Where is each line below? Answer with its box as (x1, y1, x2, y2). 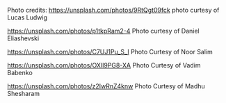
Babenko (7, 69, 33, 77)
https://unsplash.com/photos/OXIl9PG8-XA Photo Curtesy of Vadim (7, 61, 201, 69)
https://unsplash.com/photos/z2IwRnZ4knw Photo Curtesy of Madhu (7, 82, 205, 90)
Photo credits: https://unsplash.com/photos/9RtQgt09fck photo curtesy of (7, 6, 220, 14)
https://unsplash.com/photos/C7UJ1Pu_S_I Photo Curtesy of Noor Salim (7, 48, 213, 56)
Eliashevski (7, 34, 40, 42)
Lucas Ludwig (7, 13, 47, 22)
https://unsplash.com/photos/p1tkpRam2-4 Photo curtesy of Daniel (7, 27, 200, 35)
